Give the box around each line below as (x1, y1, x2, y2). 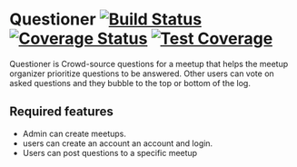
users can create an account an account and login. (22, 137, 213, 149)
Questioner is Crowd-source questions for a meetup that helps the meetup (9, 58, 289, 69)
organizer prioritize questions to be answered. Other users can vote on (9, 68, 274, 79)
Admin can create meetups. (22, 128, 127, 139)
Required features (9, 104, 114, 120)
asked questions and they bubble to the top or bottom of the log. (9, 77, 252, 88)
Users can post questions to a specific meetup (22, 147, 198, 158)
